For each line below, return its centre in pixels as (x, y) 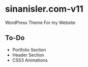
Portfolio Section (29, 49)
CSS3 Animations (30, 60)
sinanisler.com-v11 (44, 9)
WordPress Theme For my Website (40, 22)
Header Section (28, 55)
